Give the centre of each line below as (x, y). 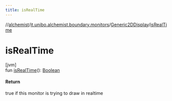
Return (13, 82)
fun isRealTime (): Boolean (33, 70)
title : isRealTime (25, 10)
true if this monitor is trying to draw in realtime (54, 93)
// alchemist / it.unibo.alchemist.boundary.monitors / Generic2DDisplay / (78, 24)
